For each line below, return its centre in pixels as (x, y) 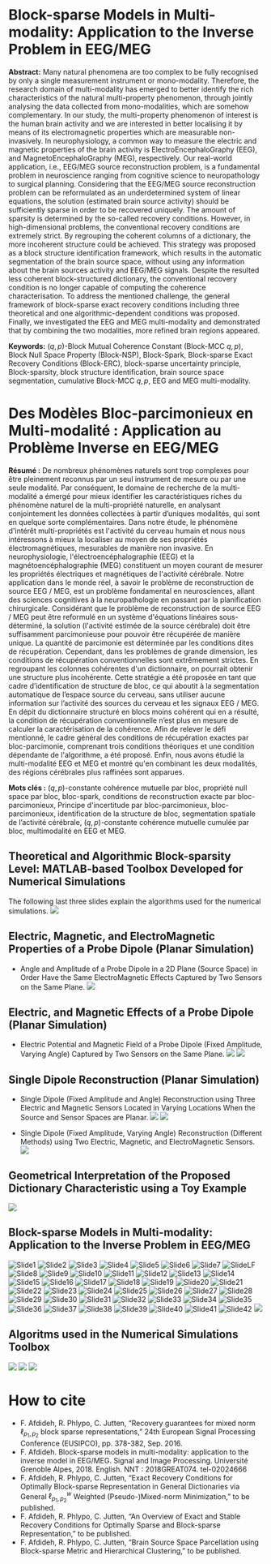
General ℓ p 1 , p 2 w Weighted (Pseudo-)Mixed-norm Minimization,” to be (135, 1497)
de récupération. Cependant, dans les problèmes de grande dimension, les (133, 651)
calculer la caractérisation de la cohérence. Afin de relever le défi (117, 728)
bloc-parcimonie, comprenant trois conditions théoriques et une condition (131, 746)
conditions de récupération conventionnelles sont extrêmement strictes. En (133, 660)
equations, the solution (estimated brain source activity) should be (119, 201)
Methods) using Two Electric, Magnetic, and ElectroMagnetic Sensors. (138, 1142)
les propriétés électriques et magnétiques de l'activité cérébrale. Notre (126, 574)
